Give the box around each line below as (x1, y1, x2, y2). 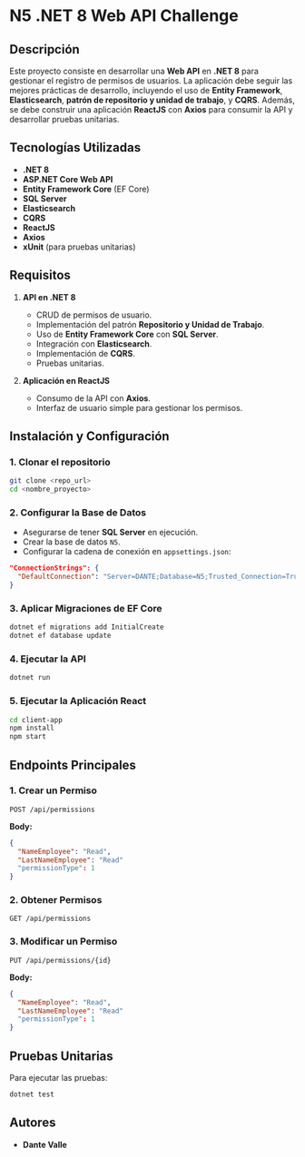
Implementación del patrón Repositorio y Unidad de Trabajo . (35, 319, 265, 329)
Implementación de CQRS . (35, 348, 136, 358)
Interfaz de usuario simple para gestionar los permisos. (35, 402, 243, 413)
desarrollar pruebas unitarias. (9, 114, 120, 124)
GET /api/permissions (9, 914, 92, 924)
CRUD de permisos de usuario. (35, 309, 152, 320)
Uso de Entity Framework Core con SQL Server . (35, 328, 220, 339)
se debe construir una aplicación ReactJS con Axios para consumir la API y (9, 104, 293, 114)
